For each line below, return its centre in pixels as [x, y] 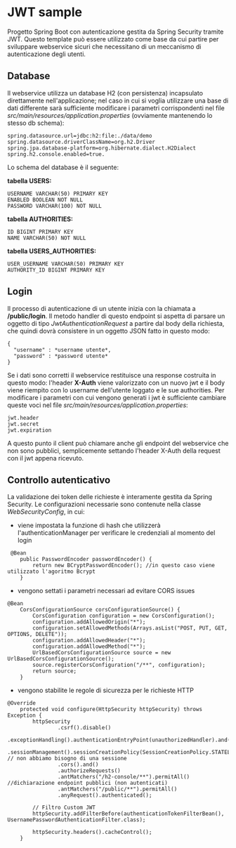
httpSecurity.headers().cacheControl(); [92, 833]
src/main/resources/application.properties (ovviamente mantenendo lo [110, 115]
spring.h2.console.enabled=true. [56, 154]
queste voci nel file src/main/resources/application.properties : [98, 405]
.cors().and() [78, 765]
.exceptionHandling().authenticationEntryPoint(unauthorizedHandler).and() [120, 740]
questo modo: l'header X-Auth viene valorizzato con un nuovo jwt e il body [116, 383]
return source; [55, 671]
